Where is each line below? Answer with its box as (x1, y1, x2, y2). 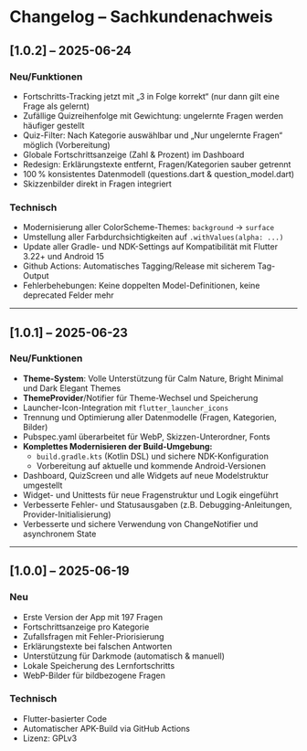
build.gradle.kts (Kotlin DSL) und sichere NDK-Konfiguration (36, 450, 270, 461)
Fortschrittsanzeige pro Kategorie (22, 621, 150, 632)
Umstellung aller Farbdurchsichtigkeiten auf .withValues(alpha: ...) (22, 231, 284, 243)
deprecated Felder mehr (22, 290, 114, 301)
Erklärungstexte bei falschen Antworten (22, 640, 173, 651)
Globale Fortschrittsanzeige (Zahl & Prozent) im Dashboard (22, 149, 245, 160)
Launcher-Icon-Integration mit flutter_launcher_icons (22, 402, 229, 413)
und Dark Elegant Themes (22, 382, 122, 394)
